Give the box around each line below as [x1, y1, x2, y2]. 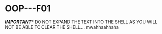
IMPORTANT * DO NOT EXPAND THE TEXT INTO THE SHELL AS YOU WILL [5, 19, 158, 25]
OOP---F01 [5, 3, 51, 14]
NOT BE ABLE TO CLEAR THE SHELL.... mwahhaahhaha [5, 24, 119, 30]
